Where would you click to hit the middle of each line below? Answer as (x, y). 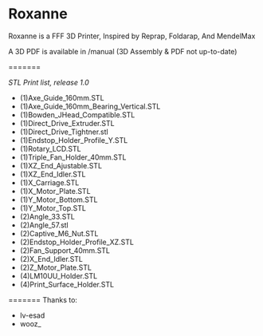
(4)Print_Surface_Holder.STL (67, 284)
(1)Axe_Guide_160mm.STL (62, 97)
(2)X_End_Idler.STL (51, 259)
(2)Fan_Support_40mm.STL (65, 250)
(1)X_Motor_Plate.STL (55, 191)
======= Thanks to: (43, 299)
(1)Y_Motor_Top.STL (53, 208)
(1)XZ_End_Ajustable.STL (61, 165)
